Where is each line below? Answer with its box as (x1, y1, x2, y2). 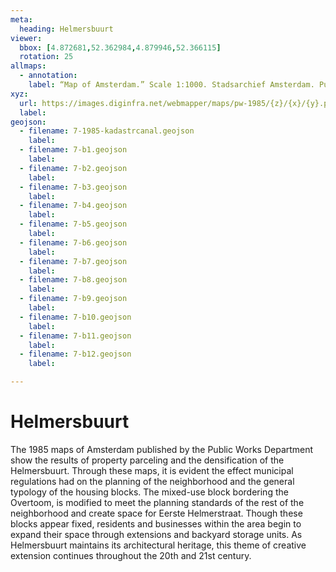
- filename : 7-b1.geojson (19, 145, 128, 155)
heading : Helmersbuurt (19, 24, 114, 34)
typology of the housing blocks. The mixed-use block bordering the (10, 486, 289, 498)
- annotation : (19, 71, 78, 81)
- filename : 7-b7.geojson (19, 256, 128, 266)
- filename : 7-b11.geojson (19, 331, 132, 341)
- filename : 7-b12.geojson (19, 349, 132, 360)
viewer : (10, 33, 43, 43)
